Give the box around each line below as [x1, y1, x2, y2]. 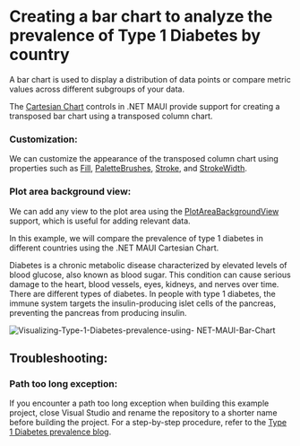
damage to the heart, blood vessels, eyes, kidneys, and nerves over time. [9, 278, 279, 289]
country [9, 45, 70, 65]
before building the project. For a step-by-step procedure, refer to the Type [9, 417, 287, 428]
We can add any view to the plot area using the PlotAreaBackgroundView [9, 206, 279, 216]
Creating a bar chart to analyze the [9, 6, 273, 27]
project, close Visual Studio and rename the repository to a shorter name [9, 407, 278, 418]
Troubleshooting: [9, 350, 108, 365]
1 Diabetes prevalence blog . [9, 426, 112, 437]
